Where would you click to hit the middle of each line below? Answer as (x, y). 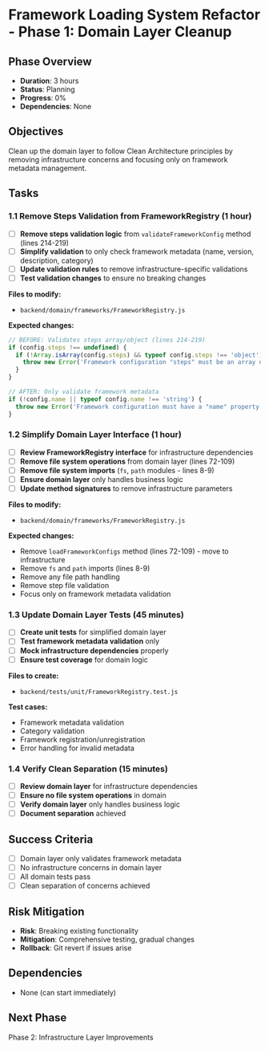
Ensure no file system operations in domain (93, 795)
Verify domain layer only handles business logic (100, 804)
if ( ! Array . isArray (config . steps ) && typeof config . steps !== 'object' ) (139, 355)
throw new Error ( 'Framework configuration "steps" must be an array (139, 362)
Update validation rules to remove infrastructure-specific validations (134, 269)
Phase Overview (50, 61)
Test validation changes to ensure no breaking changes (113, 278)
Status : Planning (47, 89)
